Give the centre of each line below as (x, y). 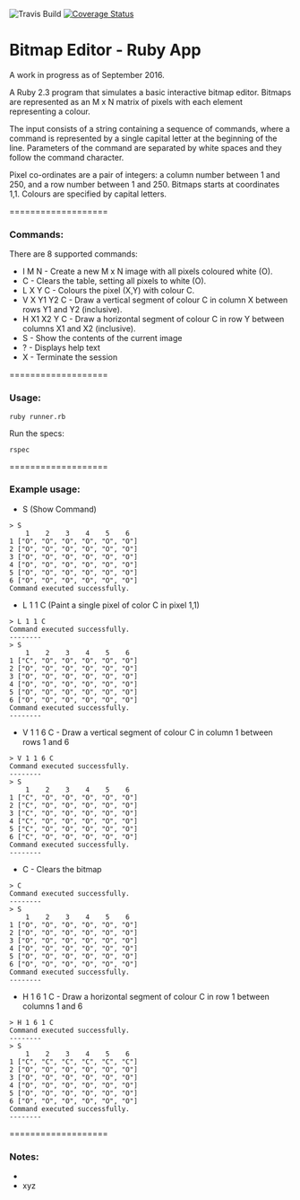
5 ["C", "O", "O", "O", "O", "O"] (74, 829)
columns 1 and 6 (52, 1006)
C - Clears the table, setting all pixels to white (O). (114, 281)
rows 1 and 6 (46, 741)
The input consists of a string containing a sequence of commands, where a (150, 128)
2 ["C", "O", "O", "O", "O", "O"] (74, 805)
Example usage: (45, 489)
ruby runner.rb (38, 416)
